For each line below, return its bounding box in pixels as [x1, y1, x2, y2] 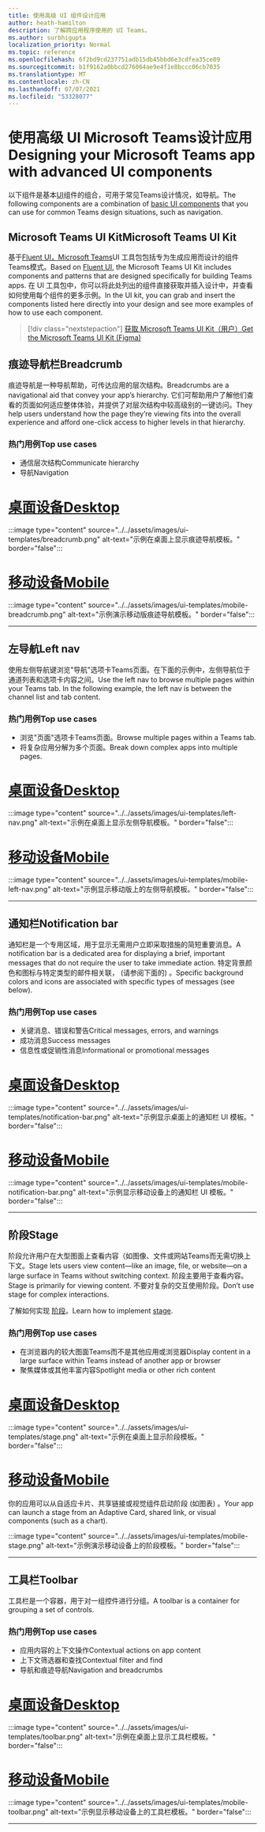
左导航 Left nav [8, 642, 80, 656]
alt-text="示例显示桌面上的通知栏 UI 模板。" [111, 1112, 255, 1122]
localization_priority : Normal [8, 41, 111, 49]
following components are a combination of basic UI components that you [8, 199, 248, 209]
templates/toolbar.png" [8, 1732, 84, 1741]
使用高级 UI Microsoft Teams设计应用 [8, 129, 252, 147]
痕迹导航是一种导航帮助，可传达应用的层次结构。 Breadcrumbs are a [8, 380, 230, 390]
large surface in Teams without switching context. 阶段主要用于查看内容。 [8, 1271, 248, 1280]
